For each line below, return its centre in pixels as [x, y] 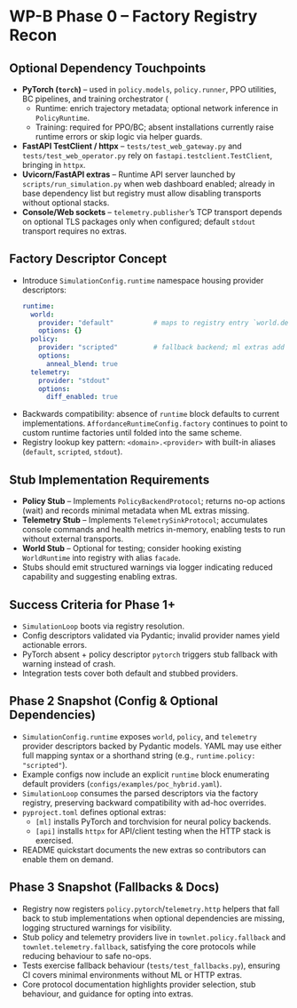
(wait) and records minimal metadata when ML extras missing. [136, 511]
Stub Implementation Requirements [109, 480]
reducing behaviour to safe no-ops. [87, 956]
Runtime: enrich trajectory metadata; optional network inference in [156, 108]
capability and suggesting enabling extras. [99, 577]
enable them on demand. [67, 859]
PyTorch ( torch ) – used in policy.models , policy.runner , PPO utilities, [149, 89]
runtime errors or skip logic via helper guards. [119, 136]
